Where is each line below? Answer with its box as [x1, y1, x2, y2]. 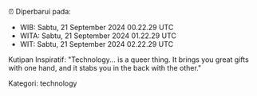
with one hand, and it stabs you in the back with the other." [8, 63, 202, 72]
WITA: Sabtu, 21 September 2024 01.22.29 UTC [19, 31, 177, 40]
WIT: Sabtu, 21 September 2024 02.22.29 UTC [19, 40, 174, 48]
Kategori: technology [8, 79, 77, 88]
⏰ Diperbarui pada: [8, 7, 72, 16]
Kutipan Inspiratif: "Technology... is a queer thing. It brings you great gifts [8, 55, 249, 64]
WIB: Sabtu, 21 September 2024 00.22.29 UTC [19, 23, 174, 32]
